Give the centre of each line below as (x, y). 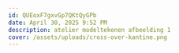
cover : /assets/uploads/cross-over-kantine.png (88, 37)
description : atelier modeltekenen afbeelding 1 (89, 30)
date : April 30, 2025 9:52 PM (58, 23)
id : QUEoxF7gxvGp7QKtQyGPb (52, 15)
